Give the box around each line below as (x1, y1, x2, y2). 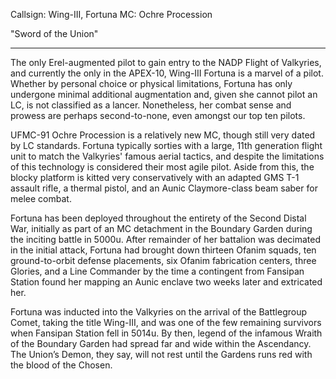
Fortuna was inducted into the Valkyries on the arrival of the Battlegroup (10, 306, 308, 318)
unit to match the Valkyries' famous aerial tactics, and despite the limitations (10, 150, 325, 162)
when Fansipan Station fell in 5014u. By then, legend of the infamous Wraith (10, 327, 323, 339)
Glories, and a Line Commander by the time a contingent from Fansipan (10, 265, 305, 277)
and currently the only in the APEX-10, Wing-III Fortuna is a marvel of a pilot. (10, 67, 324, 79)
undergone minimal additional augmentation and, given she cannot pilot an (10, 89, 318, 100)
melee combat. (10, 193, 72, 204)
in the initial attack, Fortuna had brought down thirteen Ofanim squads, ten (10, 244, 317, 256)
